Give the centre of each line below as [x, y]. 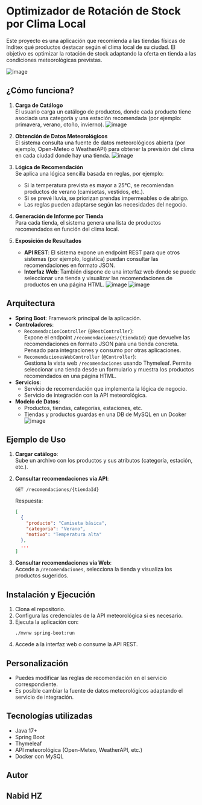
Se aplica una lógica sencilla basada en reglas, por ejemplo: [89, 173]
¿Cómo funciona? [40, 91]
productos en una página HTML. [64, 284]
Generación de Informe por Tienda [59, 216]
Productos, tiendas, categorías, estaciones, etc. [83, 408]
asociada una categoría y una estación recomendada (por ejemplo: [98, 118]
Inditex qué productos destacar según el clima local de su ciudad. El [91, 47]
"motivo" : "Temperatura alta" [64, 534]
